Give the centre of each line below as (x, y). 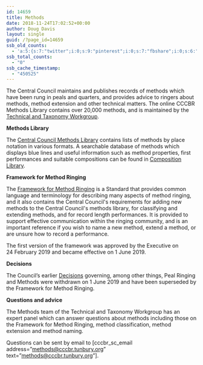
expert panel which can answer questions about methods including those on (101, 318)
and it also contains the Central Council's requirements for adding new (94, 202)
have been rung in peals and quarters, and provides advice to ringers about (100, 97)
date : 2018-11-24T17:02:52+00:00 (48, 23)
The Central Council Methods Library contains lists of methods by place (96, 140)
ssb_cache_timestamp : (34, 68)
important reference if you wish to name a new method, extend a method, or (101, 228)
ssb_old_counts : (27, 46)
